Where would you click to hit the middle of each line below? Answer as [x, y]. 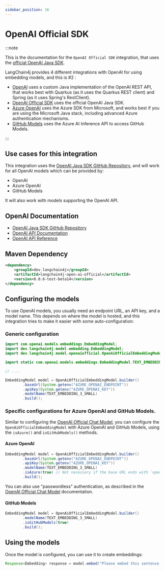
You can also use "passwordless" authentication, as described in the [74, 486]
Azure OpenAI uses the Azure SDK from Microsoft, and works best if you [86, 108]
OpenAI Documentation [42, 216]
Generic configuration [32, 334]
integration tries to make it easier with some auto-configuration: [69, 321]
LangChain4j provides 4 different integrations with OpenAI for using [74, 72]
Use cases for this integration [51, 154]
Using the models [32, 543]
